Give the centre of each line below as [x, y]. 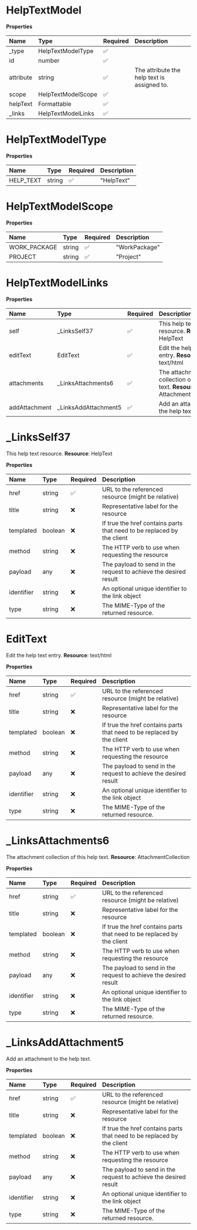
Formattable [55, 103]
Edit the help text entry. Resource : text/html [59, 655]
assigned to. [152, 85]
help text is [150, 77]
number [49, 61]
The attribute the [157, 70]
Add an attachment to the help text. [49, 1058]
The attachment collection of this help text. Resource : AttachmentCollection [98, 857]
